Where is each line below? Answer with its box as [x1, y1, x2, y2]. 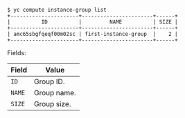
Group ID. [33, 77, 65, 86]
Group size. [33, 99, 71, 108]
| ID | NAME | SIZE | [7, 19, 178, 26]
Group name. [33, 88, 76, 97]
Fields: [7, 49, 26, 57]
